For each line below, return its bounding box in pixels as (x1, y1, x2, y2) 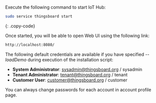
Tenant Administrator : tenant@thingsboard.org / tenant (12, 71, 128, 77)
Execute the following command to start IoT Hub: (5, 4, 106, 10)
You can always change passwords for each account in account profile (5, 86, 151, 92)
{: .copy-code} (5, 22, 35, 29)
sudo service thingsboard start (5, 14, 72, 19)
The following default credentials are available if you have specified (5, 51, 144, 57)
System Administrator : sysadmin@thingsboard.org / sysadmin (12, 66, 142, 72)
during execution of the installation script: (27, 56, 113, 62)
